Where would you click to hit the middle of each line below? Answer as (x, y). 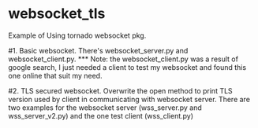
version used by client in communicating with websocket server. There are (129, 99)
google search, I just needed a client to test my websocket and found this (127, 67)
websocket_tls (57, 14)
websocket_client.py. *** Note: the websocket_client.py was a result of (123, 59)
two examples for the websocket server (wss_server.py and (105, 108)
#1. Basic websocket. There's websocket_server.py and (98, 50)
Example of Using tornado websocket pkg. (77, 35)
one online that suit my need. (55, 75)
